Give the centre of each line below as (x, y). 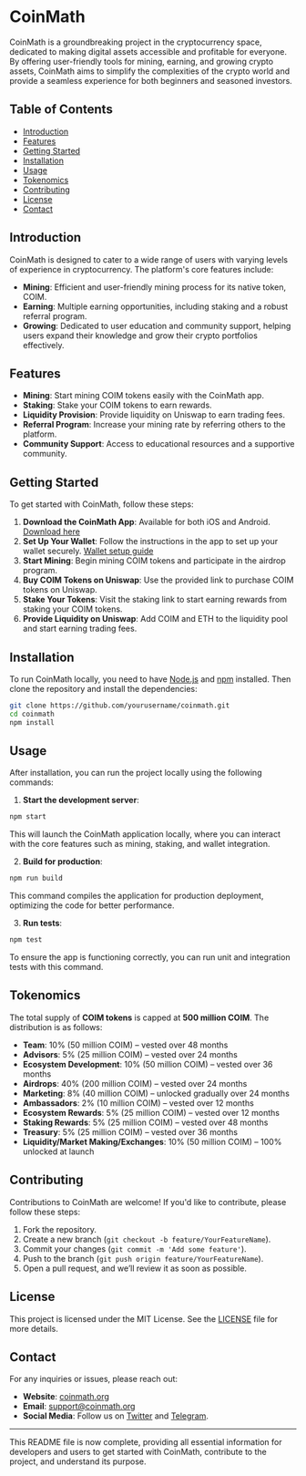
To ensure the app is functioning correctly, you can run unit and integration (150, 957)
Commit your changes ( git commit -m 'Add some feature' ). (135, 1249)
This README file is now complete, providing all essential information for (146, 1442)
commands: (32, 782)
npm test (26, 940)
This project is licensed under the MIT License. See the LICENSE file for (144, 1318)
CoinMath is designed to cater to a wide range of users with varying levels (149, 259)
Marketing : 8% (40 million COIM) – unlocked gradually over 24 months (156, 1093)
